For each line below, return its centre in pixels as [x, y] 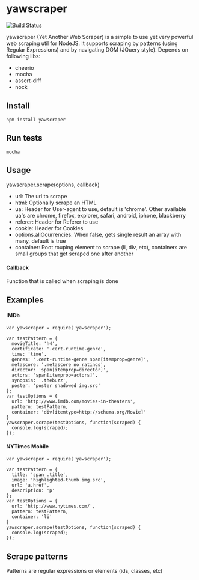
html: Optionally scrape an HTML [56, 203]
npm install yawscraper [36, 120]
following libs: [23, 56]
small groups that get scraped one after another [74, 254]
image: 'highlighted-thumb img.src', [59, 480]
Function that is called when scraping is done [62, 281]
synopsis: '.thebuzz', [40, 380]
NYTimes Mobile [28, 446]
